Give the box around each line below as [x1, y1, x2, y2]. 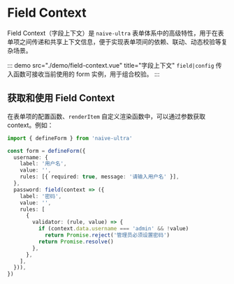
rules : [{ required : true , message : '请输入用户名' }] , [20, 173, 180, 181]
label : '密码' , [20, 193, 62, 200]
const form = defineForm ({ [7, 147, 86, 154]
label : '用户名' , [20, 160, 67, 167]
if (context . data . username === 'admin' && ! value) [38, 225, 189, 232]
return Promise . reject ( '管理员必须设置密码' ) [44, 232, 170, 239]
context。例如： [7, 121, 54, 129]
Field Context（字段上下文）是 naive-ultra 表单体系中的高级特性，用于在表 [7, 29, 225, 37]
